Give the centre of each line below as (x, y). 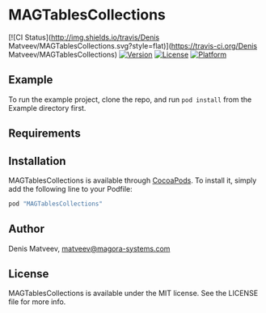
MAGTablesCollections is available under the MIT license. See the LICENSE (133, 294)
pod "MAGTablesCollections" (56, 204)
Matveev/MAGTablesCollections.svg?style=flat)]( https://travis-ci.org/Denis (133, 45)
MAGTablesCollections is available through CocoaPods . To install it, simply (133, 180)
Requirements (44, 134)
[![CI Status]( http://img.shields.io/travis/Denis (84, 37)
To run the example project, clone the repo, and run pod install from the (130, 99)
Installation (37, 161)
